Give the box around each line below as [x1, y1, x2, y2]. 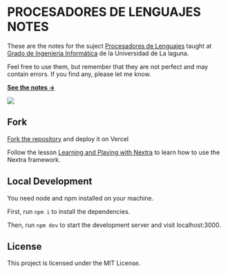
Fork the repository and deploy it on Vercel [7, 134, 129, 143]
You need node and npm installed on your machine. [7, 194, 154, 202]
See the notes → [7, 83, 55, 91]
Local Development [7, 176, 93, 188]
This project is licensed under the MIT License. [7, 259, 141, 267]
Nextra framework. [7, 155, 61, 163]
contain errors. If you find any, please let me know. [7, 70, 151, 78]
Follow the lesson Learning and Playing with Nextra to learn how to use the [7, 148, 220, 156]
